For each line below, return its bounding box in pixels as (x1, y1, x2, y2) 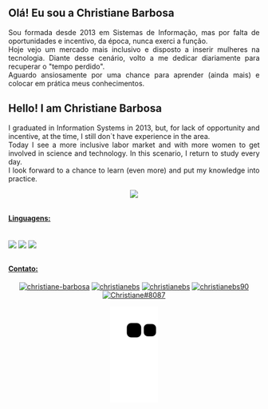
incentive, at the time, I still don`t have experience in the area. (8, 131, 211, 141)
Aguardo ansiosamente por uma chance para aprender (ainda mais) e (8, 69, 260, 79)
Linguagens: (8, 213, 51, 223)
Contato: (8, 264, 38, 274)
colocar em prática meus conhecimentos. (8, 78, 145, 88)
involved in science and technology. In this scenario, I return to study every (8, 148, 260, 158)
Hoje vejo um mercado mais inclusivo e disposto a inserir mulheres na (8, 44, 260, 54)
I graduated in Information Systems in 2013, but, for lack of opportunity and (8, 123, 260, 133)
